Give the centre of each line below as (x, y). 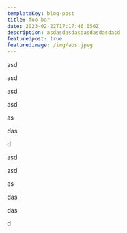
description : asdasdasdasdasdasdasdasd (64, 32)
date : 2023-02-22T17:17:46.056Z (53, 26)
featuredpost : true (35, 39)
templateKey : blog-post (41, 13)
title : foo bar (29, 20)
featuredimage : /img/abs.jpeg (50, 45)
